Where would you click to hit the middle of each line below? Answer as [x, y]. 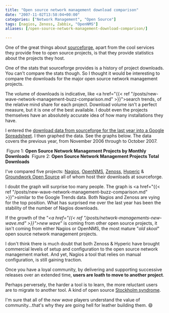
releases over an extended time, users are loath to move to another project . [85, 275]
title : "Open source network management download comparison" [72, 10]
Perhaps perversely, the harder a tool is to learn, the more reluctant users [81, 285]
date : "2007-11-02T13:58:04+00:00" [43, 15]
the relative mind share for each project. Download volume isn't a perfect [81, 105]
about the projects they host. [35, 58]
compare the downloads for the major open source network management [81, 79]
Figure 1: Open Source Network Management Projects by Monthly [76, 151]
